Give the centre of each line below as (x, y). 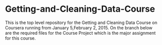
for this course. (20, 38)
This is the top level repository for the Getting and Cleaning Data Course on (81, 22)
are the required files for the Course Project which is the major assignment (81, 33)
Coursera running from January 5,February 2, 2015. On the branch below (79, 27)
